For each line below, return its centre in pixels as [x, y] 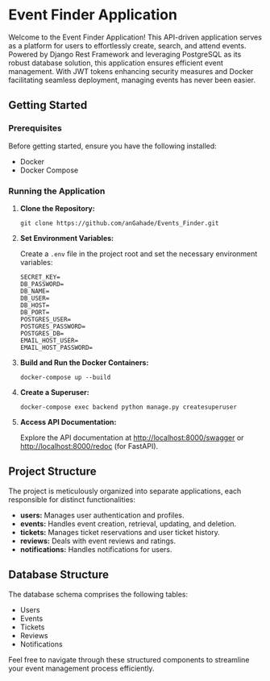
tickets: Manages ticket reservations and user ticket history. [120, 532]
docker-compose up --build [65, 377]
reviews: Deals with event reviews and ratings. [98, 541]
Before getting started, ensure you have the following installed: [113, 146]
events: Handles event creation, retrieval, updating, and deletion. [128, 523]
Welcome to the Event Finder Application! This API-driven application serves [135, 37]
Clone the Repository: [57, 208]
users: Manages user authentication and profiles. [102, 515]
